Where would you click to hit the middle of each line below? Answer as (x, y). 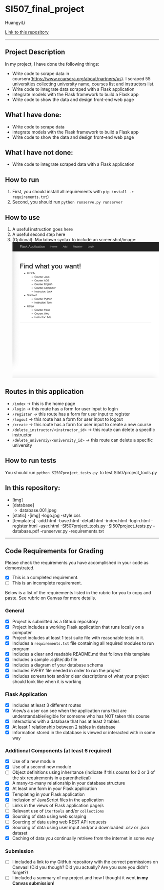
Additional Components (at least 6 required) (58, 750)
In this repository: (33, 488)
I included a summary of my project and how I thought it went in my (80, 878)
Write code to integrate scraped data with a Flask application (73, 164)
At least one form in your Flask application (54, 788)
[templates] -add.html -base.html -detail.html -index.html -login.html (81, 520)
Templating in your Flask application (48, 794)
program (21, 649)
